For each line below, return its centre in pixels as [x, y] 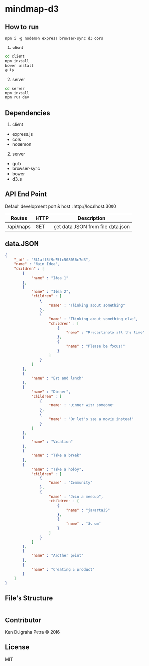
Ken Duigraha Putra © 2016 [33, 632]
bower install [19, 65]
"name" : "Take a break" [56, 456]
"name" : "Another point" [57, 556]
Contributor [23, 620]
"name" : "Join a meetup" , [76, 496]
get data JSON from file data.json [92, 226]
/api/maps [19, 226]
